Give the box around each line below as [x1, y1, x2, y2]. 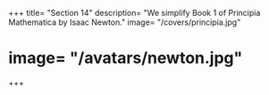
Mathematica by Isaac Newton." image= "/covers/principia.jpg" [8, 17, 241, 28]
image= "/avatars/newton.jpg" [8, 48, 243, 68]
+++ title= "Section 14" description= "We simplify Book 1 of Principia [8, 8, 261, 18]
